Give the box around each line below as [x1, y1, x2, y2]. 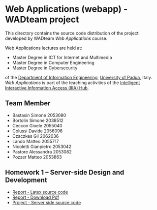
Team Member [5, 99, 51, 108]
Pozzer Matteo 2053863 [12, 154, 62, 160]
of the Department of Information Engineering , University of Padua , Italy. [5, 74, 153, 80]
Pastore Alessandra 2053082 [12, 149, 72, 154]
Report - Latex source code [12, 189, 68, 195]
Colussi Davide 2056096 [12, 128, 63, 134]
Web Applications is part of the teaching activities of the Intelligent [5, 80, 140, 86]
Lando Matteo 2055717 [12, 138, 59, 144]
